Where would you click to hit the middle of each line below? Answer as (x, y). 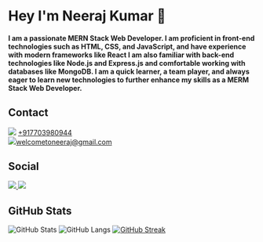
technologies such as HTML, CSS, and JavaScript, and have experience (127, 46)
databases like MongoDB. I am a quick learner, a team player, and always (129, 71)
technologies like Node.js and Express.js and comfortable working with (127, 63)
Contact (28, 113)
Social (24, 166)
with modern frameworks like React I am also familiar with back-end (121, 55)
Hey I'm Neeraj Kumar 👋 (87, 16)
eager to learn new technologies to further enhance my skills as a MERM (129, 79)
